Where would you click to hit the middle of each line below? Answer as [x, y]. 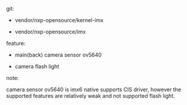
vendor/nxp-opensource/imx [50, 32]
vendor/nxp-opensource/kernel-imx [59, 20]
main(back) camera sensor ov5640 [58, 55]
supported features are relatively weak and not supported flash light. [91, 96]
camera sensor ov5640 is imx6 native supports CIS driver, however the [93, 89]
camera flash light [37, 66]
